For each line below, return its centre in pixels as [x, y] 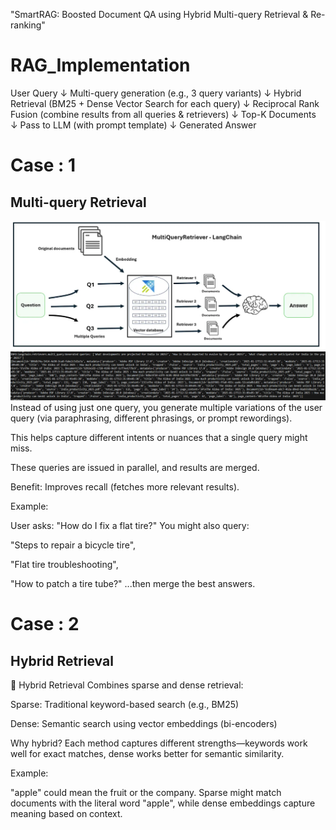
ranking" [28, 25]
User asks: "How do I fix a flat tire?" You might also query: [130, 525]
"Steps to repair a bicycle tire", [73, 545]
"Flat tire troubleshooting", [64, 564]
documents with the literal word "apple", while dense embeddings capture [163, 803]
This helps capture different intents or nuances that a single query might [159, 437]
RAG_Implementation [100, 65]
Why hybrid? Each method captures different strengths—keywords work [159, 743]
